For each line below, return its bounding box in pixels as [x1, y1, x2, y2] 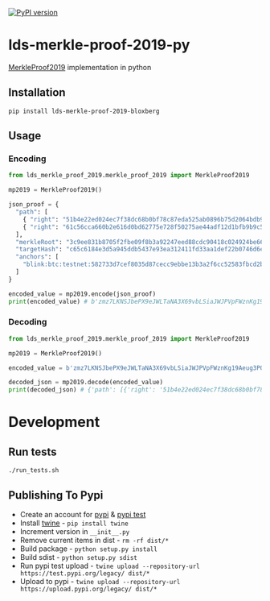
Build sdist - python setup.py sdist [19, 553, 138, 562]
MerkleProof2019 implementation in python [8, 62, 152, 72]
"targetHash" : [15, 246, 63, 254]
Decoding [8, 317, 47, 328]
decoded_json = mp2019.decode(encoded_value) [8, 379, 163, 387]
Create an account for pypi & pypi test [19, 510, 146, 520]
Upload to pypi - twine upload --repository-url [19, 577, 181, 586]
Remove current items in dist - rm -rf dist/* [19, 536, 170, 545]
